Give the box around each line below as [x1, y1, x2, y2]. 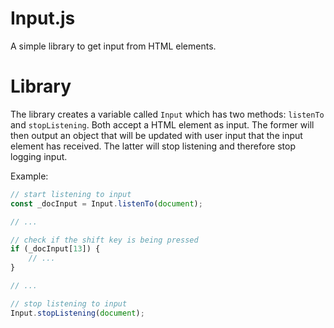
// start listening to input [10, 189, 132, 199]
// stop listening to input [10, 298, 128, 309]
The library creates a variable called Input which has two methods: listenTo [10, 108, 325, 120]
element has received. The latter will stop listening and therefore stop [10, 140, 297, 152]
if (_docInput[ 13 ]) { [10, 244, 101, 254]
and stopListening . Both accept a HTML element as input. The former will [10, 118, 315, 131]
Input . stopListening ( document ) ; [10, 308, 145, 318]
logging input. [10, 150, 68, 162]
